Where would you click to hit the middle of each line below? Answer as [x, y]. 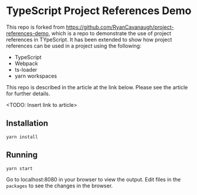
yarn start [19, 169]
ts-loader [26, 69]
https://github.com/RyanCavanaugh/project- [120, 27]
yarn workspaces [36, 76]
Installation [27, 124]
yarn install [22, 137]
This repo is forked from [35, 27]
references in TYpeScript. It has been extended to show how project [89, 39]
